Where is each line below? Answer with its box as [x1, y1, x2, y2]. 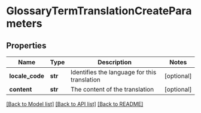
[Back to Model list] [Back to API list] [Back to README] [6, 101, 144, 108]
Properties [6, 40, 47, 51]
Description [98, 58, 132, 66]
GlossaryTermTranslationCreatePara [6, 4, 192, 18]
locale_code [9, 72, 45, 80]
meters [6, 17, 42, 30]
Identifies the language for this [71, 68, 157, 76]
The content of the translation [71, 85, 154, 93]
